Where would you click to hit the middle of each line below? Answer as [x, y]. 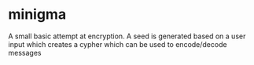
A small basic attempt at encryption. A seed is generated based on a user [127, 36]
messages [25, 52]
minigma [37, 14]
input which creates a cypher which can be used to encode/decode [118, 44]
